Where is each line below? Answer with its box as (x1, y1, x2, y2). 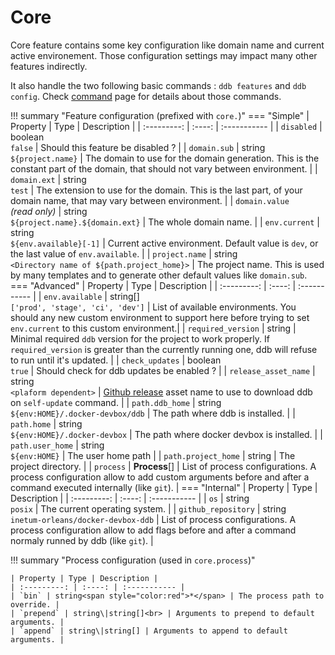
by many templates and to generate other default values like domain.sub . (10, 269, 308, 281)
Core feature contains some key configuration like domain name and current (10, 39, 325, 51)
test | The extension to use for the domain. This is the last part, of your (10, 184, 303, 196)
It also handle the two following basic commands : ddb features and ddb (10, 79, 307, 91)
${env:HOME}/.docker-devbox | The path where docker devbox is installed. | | (10, 428, 323, 440)
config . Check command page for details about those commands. (10, 90, 282, 102)
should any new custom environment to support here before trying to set (10, 311, 310, 323)
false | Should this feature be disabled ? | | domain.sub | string (10, 141, 266, 153)
